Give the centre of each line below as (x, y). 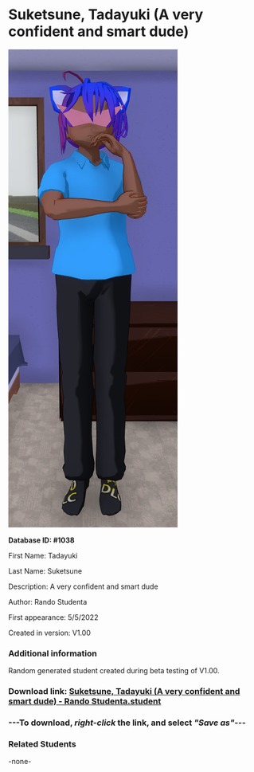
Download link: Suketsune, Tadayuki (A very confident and (124, 692)
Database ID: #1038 (41, 540)
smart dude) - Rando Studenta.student (85, 701)
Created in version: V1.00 (50, 633)
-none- (20, 762)
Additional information (53, 653)
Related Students (43, 744)
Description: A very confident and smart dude (83, 586)
